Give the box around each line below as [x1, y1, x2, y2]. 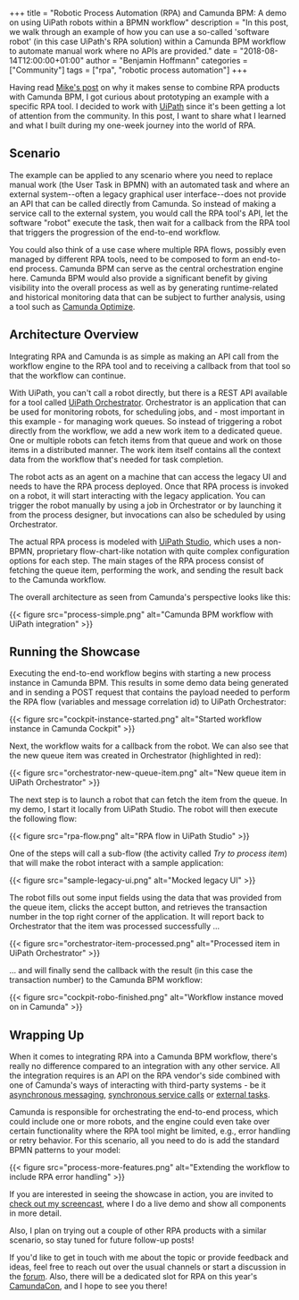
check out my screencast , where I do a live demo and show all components [9, 1199, 287, 1210]
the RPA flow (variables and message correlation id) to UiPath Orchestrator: [9, 697, 287, 707]
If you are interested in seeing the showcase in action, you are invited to [9, 1189, 274, 1200]
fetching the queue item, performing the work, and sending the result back [9, 564, 284, 576]
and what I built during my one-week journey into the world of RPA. [9, 120, 256, 131]
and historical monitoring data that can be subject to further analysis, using [9, 291, 286, 303]
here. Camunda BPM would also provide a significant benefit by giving [9, 272, 268, 283]
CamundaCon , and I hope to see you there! [9, 1280, 168, 1292]
